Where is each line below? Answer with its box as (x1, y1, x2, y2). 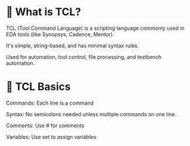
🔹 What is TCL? (6, 5, 81, 19)
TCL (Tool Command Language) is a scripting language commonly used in (6, 25, 185, 32)
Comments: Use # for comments (6, 122, 85, 129)
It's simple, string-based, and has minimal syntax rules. (6, 42, 139, 49)
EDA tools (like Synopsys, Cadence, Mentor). (6, 30, 115, 37)
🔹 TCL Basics (6, 80, 71, 93)
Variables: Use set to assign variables (6, 133, 96, 140)
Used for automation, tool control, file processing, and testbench (6, 53, 162, 60)
